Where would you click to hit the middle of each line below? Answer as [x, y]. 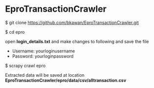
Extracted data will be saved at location [45, 75]
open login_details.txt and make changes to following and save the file [77, 41]
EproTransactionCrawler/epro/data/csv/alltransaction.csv [66, 80]
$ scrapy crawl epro [25, 66]
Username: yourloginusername [43, 51]
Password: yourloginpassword [43, 56]
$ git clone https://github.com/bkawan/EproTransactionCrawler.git [72, 22]
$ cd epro [15, 32]
